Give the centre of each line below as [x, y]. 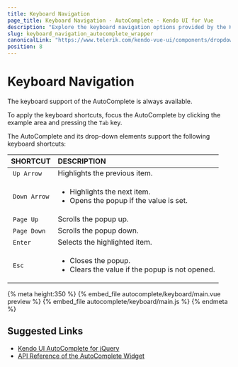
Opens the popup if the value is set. [129, 200]
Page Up [26, 219]
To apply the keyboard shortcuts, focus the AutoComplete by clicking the [114, 115]
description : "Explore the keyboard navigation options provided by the [117, 27]
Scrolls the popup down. [98, 231]
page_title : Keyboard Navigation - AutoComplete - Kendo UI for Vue [110, 21]
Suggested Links [45, 331]
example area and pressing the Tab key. [65, 122]
